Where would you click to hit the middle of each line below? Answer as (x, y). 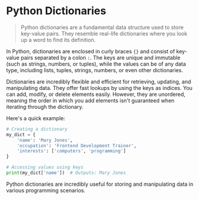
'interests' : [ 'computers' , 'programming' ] (72, 151)
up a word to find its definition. (58, 40)
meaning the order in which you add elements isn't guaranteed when (90, 100)
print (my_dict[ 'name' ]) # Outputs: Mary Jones (66, 173)
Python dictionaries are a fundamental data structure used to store (102, 27)
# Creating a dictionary (37, 129)
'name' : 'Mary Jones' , (45, 140)
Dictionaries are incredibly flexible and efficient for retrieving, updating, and (99, 82)
